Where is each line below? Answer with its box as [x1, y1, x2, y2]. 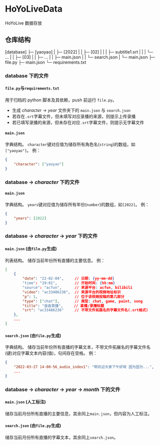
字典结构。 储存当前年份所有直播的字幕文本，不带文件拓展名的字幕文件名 [5, 344, 151, 350]
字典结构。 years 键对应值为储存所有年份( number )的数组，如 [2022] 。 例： [5, 201, 149, 207]
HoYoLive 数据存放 [5, 20, 42, 26]
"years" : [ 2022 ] [14, 215, 47, 221]
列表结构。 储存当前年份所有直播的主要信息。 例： [5, 257, 105, 263]
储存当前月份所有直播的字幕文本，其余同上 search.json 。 [5, 434, 118, 440]
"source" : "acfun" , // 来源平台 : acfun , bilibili [22, 285, 132, 290]
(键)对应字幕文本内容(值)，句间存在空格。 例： [5, 350, 98, 356]
